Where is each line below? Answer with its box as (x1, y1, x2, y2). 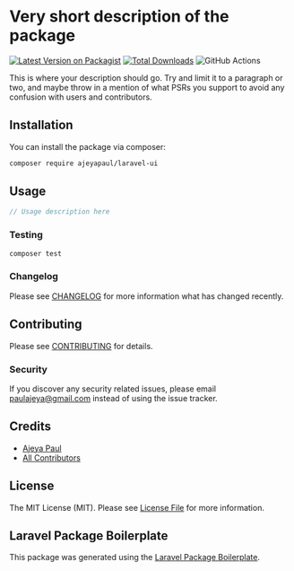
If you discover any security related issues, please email (9, 383, 217, 394)
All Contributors (22, 452, 81, 463)
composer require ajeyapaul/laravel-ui (9, 159, 159, 168)
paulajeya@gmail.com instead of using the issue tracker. (9, 392, 218, 403)
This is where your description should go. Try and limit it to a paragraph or (9, 72, 284, 83)
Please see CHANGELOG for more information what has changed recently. (9, 290, 284, 302)
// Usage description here (9, 207, 110, 216)
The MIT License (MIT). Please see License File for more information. (9, 502, 264, 513)
